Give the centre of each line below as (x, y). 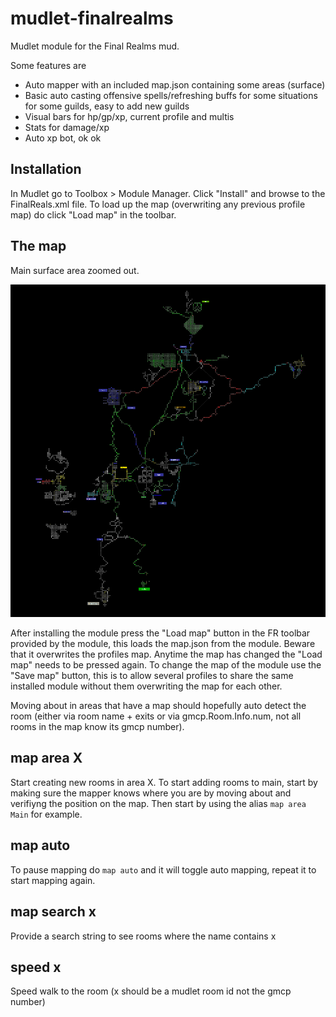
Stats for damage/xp (67, 127)
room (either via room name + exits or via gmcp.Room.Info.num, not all (156, 716)
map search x (53, 912)
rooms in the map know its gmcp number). (97, 727)
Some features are (48, 65)
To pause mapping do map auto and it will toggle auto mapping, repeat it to (163, 869)
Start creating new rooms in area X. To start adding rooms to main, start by (164, 782)
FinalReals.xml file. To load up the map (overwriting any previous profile (158, 204)
